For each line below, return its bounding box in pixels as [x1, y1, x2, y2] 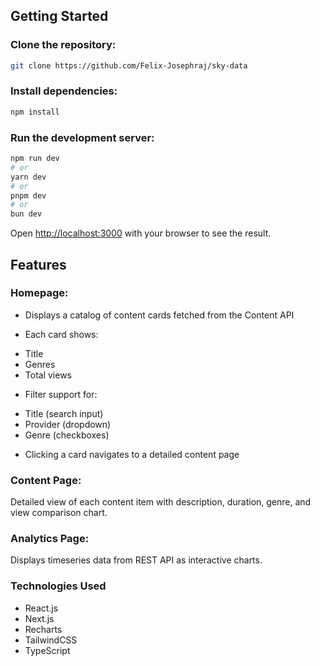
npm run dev [10, 154, 60, 164]
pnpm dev [10, 190, 47, 201]
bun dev [10, 209, 43, 219]
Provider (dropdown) [24, 418, 112, 430]
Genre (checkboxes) [24, 429, 110, 441]
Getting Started [10, 8, 109, 25]
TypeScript [24, 644, 71, 656]
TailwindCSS [24, 634, 78, 646]
